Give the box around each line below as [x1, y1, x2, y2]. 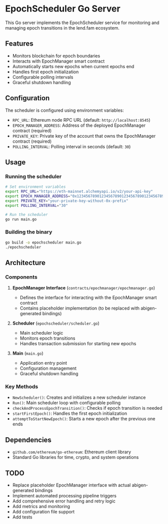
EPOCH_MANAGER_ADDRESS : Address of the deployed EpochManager [12, 122, 146, 128]
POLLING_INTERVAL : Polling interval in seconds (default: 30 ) [12, 143, 131, 149]
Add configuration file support [12, 509, 75, 515]
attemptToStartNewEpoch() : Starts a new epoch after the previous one [12, 416, 155, 422]
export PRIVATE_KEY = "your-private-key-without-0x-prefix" [5, 198, 128, 203]
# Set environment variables [5, 184, 66, 189]
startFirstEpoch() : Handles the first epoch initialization [12, 410, 127, 416]
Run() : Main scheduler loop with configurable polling [12, 400, 121, 406]
